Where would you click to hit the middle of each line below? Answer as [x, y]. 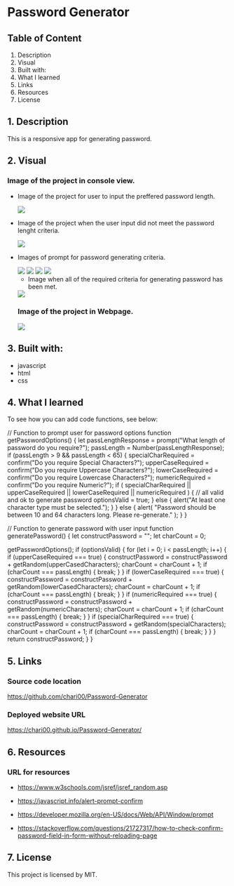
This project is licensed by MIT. [53, 874]
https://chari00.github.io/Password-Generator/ [75, 730]
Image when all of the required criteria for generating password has [125, 279]
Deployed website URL [47, 715]
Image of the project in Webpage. [75, 312]
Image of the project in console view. [71, 181]
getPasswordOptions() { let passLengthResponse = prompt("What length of [116, 440]
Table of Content [44, 38]
